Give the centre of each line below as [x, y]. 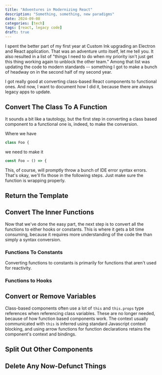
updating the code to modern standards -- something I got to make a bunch [81, 67]
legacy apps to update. [28, 92]
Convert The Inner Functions [50, 212]
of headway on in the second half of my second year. [59, 72]
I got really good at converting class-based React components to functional [81, 81]
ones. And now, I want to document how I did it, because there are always [79, 87]
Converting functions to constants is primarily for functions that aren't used [81, 263]
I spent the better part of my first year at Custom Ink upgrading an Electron [80, 46]
